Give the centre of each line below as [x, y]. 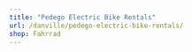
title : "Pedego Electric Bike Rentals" [83, 17]
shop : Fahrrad [35, 33]
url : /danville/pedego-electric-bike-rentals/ [96, 26]
